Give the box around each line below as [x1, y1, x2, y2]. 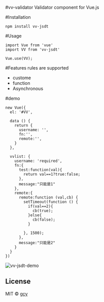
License [5, 277, 31, 286]
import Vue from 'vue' [5, 43, 53, 48]
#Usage [5, 33, 22, 39]
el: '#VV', [10, 110, 33, 115]
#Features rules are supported [5, 65, 69, 71]
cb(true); [32, 208, 53, 213]
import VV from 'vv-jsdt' [5, 47, 60, 52]
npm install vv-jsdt [5, 24, 49, 29]
